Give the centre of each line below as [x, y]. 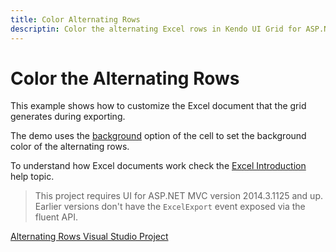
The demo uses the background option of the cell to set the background [158, 136]
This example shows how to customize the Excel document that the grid [158, 106]
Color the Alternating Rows [125, 78]
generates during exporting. [68, 117]
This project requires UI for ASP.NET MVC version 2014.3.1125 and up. [178, 196]
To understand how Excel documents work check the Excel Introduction [158, 166]
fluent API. [56, 217]
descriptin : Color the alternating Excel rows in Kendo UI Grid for [156, 29]
